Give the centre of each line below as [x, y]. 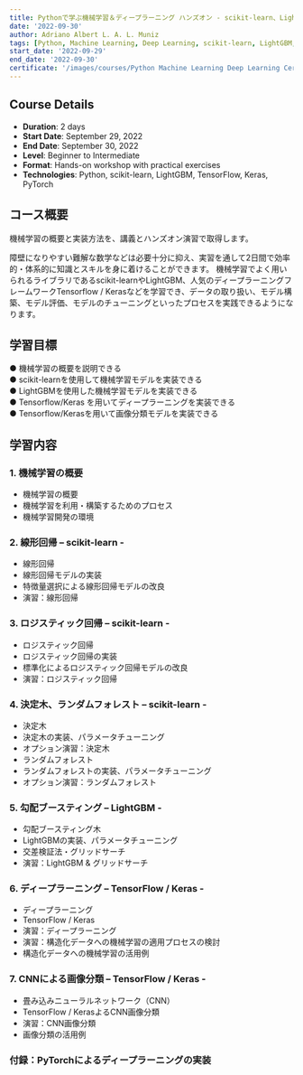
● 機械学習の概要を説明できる [65, 369]
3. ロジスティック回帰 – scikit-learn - [90, 623]
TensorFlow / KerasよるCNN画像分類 [91, 1012]
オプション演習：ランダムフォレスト [89, 781]
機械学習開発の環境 [58, 517]
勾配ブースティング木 [62, 829]
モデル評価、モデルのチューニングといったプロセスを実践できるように [155, 303]
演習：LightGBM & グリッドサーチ [85, 863]
